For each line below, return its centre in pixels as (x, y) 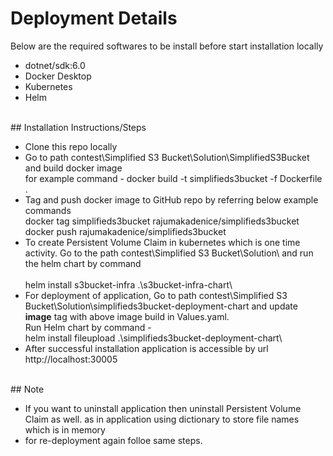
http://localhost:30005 (71, 359)
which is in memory (65, 429)
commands (48, 210)
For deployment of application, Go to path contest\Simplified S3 (156, 295)
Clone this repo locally (71, 146)
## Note (27, 389)
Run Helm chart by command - (88, 327)
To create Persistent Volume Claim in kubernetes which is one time (162, 242)
